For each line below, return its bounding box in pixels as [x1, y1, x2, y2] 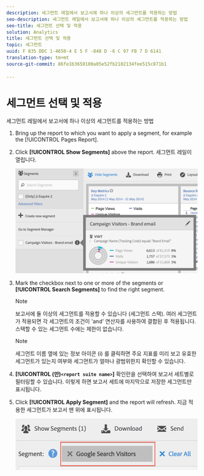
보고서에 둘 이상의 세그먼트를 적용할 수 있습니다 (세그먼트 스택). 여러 [15, 310, 176, 318]
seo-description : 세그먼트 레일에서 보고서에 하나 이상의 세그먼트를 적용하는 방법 [6, 16, 188, 22]
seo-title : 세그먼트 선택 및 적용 [6, 22, 82, 29]
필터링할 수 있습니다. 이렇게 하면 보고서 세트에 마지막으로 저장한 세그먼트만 [15, 378, 192, 386]
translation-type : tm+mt [6, 55, 69, 61]
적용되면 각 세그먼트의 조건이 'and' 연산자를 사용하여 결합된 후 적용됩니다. [21, 318, 196, 325]
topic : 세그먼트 [6, 42, 42, 48]
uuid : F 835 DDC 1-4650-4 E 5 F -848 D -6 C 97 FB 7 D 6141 [6, 49, 162, 55]
